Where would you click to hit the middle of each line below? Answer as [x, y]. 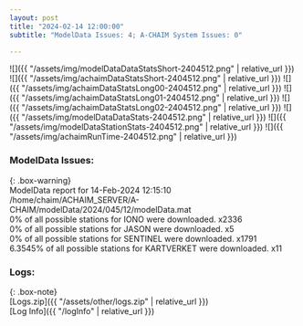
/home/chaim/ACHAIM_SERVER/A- [74, 200]
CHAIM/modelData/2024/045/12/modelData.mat [100, 209]
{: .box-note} [33, 291]
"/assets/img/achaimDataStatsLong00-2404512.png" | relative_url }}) [151, 89]
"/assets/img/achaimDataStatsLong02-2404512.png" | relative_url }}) [151, 108]
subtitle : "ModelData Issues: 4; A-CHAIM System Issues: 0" [126, 35]
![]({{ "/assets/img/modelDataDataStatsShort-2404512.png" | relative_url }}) [152, 68]
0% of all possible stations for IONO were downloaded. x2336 [126, 219]
